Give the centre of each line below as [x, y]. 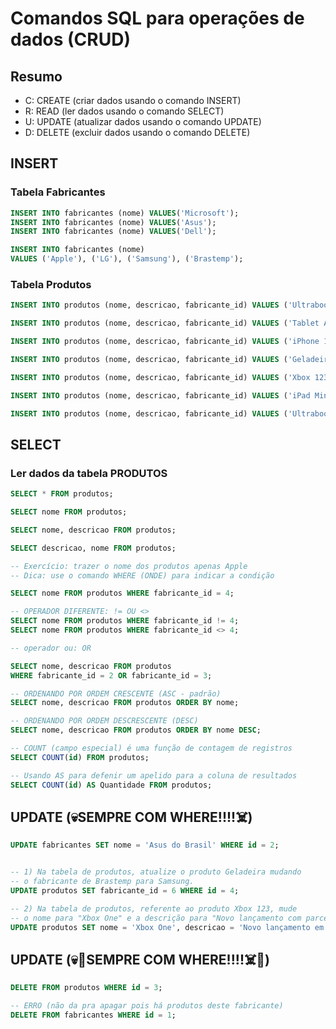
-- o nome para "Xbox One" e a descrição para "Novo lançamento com [156, 918]
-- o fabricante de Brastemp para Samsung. [102, 882]
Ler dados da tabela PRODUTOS [89, 473]
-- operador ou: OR [51, 648]
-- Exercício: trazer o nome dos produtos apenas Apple [129, 566]
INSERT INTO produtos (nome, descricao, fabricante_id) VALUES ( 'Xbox [160, 377]
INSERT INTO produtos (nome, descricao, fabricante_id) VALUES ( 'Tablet [165, 323]
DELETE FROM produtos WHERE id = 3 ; [86, 988]
